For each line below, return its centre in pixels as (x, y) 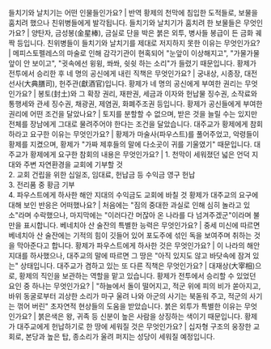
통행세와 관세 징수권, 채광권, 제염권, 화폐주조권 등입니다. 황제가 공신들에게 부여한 (135, 104)
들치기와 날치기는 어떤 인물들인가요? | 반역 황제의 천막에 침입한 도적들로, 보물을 (133, 13)
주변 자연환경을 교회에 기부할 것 (73, 164)
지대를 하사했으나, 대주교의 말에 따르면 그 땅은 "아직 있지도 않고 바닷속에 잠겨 (129, 255)
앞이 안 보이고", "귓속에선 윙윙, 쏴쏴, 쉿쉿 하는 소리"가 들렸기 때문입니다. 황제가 (133, 63)
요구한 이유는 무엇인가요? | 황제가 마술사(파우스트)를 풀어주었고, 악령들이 (144, 134)
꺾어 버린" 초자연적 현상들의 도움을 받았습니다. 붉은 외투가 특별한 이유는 (129, 306)
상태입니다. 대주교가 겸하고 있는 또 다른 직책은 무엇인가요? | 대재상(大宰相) (138, 266)
